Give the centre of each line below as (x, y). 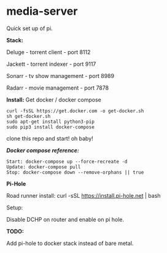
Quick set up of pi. (30, 28)
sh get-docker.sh (29, 116)
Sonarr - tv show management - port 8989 (60, 76)
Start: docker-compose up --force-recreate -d (67, 162)
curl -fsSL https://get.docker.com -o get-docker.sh (75, 111)
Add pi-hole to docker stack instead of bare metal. (70, 243)
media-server (42, 11)
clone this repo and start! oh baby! (50, 138)
